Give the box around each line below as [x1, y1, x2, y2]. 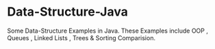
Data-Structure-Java [7, 4, 128, 20]
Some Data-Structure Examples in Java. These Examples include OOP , [7, 27, 209, 35]
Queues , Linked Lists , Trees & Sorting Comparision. [7, 33, 156, 42]
